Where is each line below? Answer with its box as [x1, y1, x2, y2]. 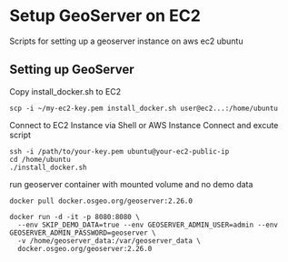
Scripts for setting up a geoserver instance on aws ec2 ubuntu [9, 35, 243, 46]
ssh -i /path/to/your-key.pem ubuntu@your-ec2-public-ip [9, 146, 230, 156]
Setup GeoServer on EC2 [9, 5, 202, 26]
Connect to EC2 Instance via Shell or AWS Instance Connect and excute [9, 119, 279, 130]
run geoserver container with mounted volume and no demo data [9, 178, 253, 189]
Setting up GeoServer [9, 62, 134, 77]
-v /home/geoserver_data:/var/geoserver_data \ [17, 236, 202, 246]
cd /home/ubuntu [9, 155, 71, 164]
